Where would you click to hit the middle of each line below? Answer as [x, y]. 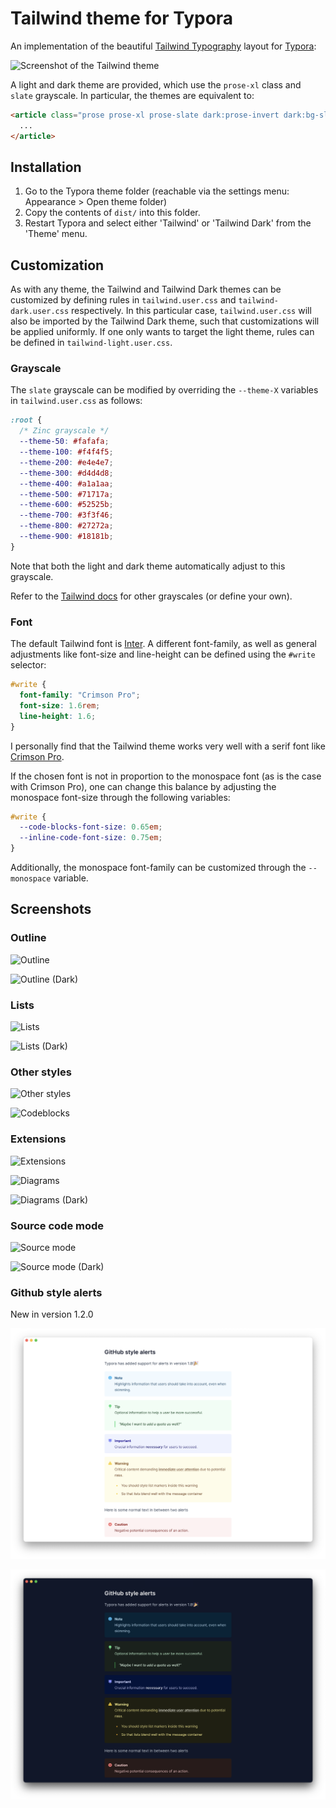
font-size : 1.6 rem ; [60, 705]
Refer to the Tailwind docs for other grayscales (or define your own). [151, 596]
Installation [46, 167]
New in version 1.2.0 [52, 1314]
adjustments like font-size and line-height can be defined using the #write [163, 654]
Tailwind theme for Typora [122, 18]
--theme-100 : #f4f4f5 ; [66, 452]
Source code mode [57, 1225]
